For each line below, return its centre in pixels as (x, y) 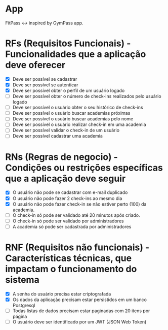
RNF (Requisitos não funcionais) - (77, 247)
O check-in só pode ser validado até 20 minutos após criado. (76, 215)
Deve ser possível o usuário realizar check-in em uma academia (79, 124)
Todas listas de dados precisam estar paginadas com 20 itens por (81, 311)
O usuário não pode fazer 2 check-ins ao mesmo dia (67, 198)
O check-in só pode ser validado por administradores (68, 221)
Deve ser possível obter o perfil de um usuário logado (69, 90)
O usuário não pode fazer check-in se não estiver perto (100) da (79, 204)
